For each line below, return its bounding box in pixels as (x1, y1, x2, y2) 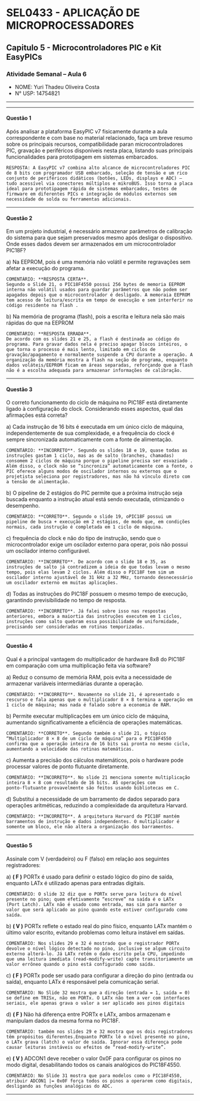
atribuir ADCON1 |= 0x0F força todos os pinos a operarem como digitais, (6, 1078, 193, 1084)
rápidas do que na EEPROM (6, 319, 74, 327)
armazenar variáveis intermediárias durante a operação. (6, 679, 144, 687)
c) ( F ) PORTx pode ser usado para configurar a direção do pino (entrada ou (6, 972, 193, 979)
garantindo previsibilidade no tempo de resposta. (6, 597, 127, 604)
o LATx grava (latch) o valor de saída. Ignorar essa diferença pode (6, 1039, 183, 1045)
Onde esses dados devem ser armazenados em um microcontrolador (6, 240, 176, 248)
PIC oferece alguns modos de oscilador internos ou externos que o (6, 468, 177, 475)
